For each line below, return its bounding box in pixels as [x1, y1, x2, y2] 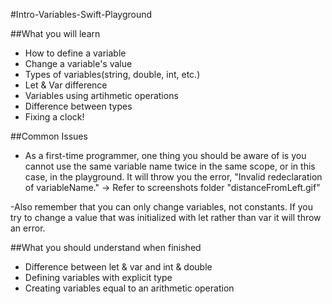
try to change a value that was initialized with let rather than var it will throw [10, 212, 322, 223]
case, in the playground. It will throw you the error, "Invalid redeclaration [24, 171, 323, 183]
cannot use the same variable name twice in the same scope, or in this [24, 160, 316, 172]
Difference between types [24, 100, 133, 112]
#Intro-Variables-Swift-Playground [10, 9, 153, 20]
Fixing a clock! [24, 111, 85, 123]
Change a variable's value [24, 58, 133, 69]
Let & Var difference [24, 79, 108, 91]
